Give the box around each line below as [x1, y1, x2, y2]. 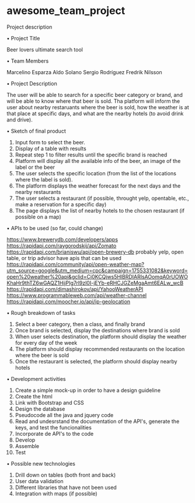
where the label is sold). [15, 176, 73, 183]
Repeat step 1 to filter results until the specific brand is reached [15, 151, 168, 158]
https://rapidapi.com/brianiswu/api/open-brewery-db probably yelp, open [6, 248, 184, 255]
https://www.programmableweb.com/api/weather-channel [6, 292, 147, 299]
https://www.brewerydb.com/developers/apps [6, 235, 119, 243]
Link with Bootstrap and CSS [15, 399, 84, 406]
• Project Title [6, 34, 40, 41]
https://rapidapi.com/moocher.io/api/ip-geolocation [6, 298, 131, 305]
